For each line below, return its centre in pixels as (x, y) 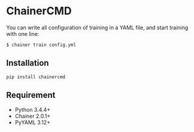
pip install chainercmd (36, 77)
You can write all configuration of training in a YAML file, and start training (97, 27)
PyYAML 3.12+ (33, 122)
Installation (28, 63)
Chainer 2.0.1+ (33, 116)
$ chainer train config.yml (41, 45)
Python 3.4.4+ (33, 109)
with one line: (23, 33)
